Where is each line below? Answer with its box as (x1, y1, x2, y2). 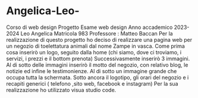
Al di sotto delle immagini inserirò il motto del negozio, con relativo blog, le (6, 61, 188, 68)
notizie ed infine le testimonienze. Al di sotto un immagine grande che (6, 67, 177, 74)
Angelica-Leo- (6, 4, 80, 18)
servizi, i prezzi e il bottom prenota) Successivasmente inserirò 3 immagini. (6, 55, 190, 62)
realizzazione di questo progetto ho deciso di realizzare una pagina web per (6, 36, 193, 43)
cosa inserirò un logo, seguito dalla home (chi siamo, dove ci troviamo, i (6, 48, 182, 55)
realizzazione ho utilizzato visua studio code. (6, 86, 117, 93)
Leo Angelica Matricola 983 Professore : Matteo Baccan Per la (20, 30, 174, 37)
